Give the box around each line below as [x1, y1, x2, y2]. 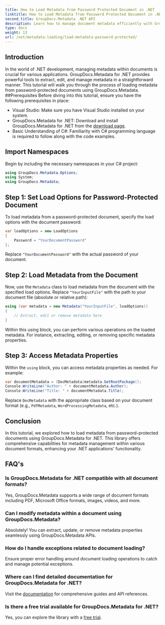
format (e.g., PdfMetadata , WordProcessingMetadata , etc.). [5, 403, 119, 408]
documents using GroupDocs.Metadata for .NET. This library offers [5, 435, 141, 441]
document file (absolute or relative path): [5, 294, 88, 300]
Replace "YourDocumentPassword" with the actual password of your [5, 251, 139, 257]
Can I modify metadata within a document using [5, 510, 122, 516]
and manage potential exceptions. [5, 561, 74, 567]
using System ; [5, 175, 34, 180]
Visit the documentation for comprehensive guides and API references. [5, 590, 149, 597]
